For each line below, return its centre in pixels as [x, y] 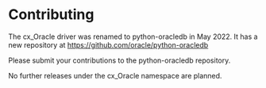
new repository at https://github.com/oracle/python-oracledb [108, 44]
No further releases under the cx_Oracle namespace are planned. [115, 75]
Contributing [51, 15]
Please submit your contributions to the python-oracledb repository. [120, 60]
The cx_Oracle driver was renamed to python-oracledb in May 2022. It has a [133, 36]
